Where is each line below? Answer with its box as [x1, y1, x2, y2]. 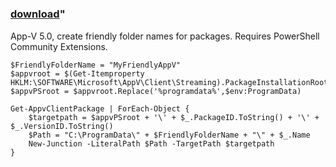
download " [10, 7, 66, 21]
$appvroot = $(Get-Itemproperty [10, 68, 145, 79]
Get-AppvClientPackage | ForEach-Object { [10, 103, 190, 114]
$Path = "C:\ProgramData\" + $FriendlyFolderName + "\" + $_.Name [28, 130, 311, 140]
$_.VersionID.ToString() [10, 121, 114, 131]
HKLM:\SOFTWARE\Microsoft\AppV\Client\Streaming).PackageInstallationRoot [10, 77, 329, 87]
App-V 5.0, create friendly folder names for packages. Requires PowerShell [10, 30, 320, 42]
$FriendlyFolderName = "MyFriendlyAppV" [10, 60, 182, 70]
